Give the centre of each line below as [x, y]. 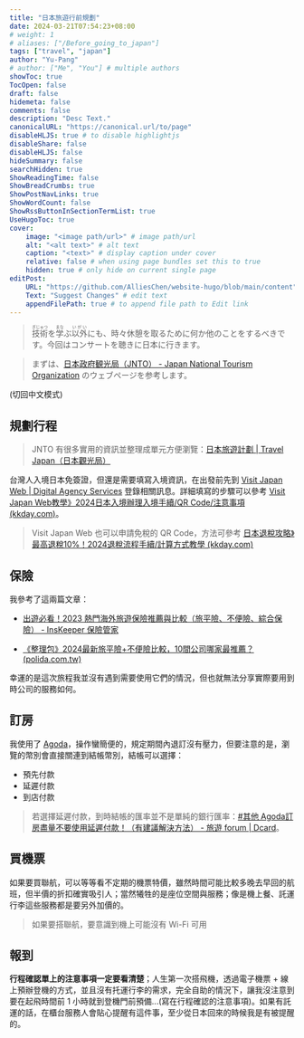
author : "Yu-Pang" [44, 60]
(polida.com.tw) [52, 659]
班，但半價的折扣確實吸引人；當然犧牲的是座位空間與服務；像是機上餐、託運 [152, 893]
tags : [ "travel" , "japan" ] [60, 52]
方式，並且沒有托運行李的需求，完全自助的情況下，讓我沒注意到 [176, 990]
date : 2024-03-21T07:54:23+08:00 [72, 26]
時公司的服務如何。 [45, 689]
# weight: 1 [32, 34]
